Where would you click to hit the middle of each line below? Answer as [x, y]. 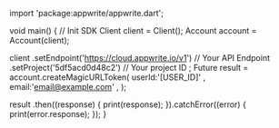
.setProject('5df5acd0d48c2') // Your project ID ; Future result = [129, 68]
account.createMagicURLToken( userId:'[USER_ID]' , [108, 77]
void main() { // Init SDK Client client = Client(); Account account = [133, 30]
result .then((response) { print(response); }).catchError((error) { [128, 104]
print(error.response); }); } [58, 114]
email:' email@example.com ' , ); [68, 87]
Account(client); [40, 40]
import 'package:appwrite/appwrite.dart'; [86, 13]
